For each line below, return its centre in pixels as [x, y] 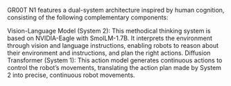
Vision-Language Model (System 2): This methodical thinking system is [109, 31]
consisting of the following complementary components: [88, 17]
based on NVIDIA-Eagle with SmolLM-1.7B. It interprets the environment [110, 38]
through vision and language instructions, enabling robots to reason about [113, 45]
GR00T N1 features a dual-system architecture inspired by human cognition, [116, 10]
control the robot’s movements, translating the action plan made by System [114, 68]
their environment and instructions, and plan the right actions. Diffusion [109, 53]
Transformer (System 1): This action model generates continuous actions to [115, 60]
